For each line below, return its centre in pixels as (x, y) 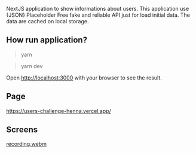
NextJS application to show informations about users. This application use (98, 9)
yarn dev (32, 66)
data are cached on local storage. (48, 21)
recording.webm (26, 144)
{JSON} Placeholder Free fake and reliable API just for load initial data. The (98, 15)
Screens (22, 130)
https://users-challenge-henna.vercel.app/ (59, 111)
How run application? (47, 40)
